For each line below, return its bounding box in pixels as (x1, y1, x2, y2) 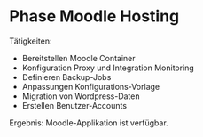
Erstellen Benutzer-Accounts (21, 100, 127, 110)
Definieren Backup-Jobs (21, 71, 112, 82)
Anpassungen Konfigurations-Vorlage (21, 81, 160, 92)
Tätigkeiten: (9, 36, 52, 46)
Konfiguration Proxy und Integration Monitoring (21, 62, 195, 73)
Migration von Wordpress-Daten (21, 91, 140, 101)
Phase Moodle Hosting (9, 6, 180, 27)
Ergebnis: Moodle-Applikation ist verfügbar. (9, 117, 168, 128)
